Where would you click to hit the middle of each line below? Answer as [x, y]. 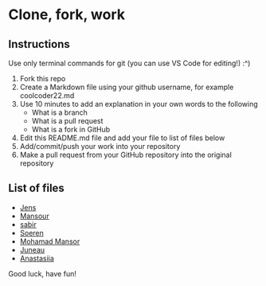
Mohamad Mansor [50, 241]
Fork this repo [43, 78]
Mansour [34, 216]
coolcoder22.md [47, 96]
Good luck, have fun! [43, 273]
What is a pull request [67, 121]
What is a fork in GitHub [71, 129]
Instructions [39, 44]
